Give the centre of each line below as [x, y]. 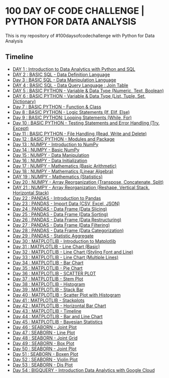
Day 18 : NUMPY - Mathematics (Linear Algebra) [63, 171]
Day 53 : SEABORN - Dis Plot [43, 365]
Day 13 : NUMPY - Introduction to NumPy [55, 144]
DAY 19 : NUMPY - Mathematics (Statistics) [57, 177]
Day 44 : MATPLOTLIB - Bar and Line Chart [57, 316]
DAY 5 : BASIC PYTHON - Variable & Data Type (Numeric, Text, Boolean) [88, 91]
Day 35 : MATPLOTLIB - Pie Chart [48, 268]
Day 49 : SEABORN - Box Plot [43, 343]
